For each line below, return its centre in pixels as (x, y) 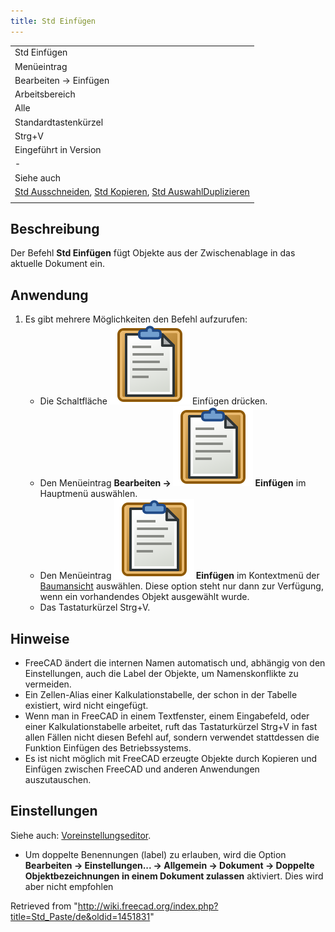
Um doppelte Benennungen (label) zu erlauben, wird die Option (155, 854)
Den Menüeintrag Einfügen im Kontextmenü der (179, 576)
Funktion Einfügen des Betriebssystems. (108, 748)
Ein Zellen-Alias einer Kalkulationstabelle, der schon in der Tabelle (161, 695)
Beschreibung (55, 229)
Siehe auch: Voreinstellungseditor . (81, 835)
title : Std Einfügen (53, 21)
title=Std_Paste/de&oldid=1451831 (80, 916)
